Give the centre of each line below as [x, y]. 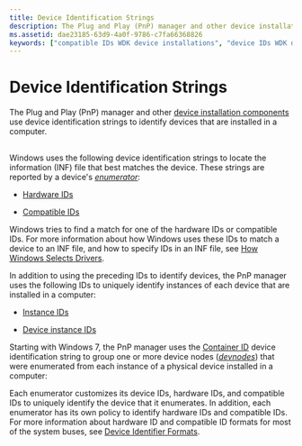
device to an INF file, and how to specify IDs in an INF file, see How [134, 248]
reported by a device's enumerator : [75, 177]
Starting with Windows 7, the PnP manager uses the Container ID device [143, 347]
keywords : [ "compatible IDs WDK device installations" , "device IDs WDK [148, 43]
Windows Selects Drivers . [57, 258]
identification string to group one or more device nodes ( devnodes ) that [142, 356]
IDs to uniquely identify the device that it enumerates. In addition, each [140, 403]
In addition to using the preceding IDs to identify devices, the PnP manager [148, 275]
